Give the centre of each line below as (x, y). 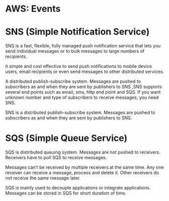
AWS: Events (33, 9)
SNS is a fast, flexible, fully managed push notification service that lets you (83, 46)
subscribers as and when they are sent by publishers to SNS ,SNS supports (84, 87)
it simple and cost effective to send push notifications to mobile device (79, 66)
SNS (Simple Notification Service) (77, 32)
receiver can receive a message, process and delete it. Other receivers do (82, 173)
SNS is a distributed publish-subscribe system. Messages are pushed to (80, 113)
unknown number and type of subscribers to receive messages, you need (82, 97)
